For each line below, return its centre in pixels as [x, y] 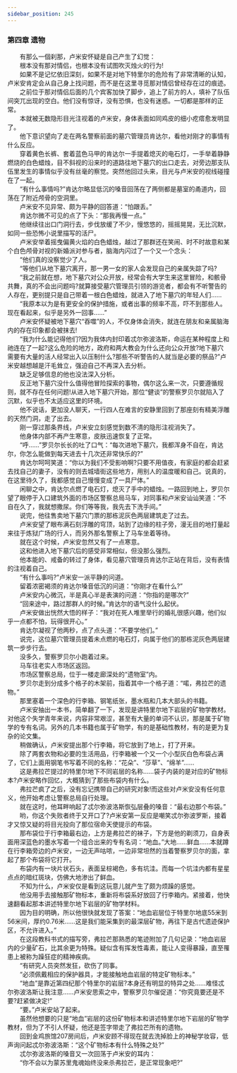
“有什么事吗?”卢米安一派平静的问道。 [73, 577]
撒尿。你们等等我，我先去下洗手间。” [109, 506]
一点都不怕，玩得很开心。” [50, 621]
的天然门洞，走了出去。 [41, 418]
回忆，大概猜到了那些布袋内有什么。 [100, 780]
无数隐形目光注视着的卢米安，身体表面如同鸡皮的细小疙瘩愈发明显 [134, 118]
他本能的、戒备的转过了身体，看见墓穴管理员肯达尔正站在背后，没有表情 [124, 559]
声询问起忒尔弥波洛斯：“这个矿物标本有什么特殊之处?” [86, 1045]
